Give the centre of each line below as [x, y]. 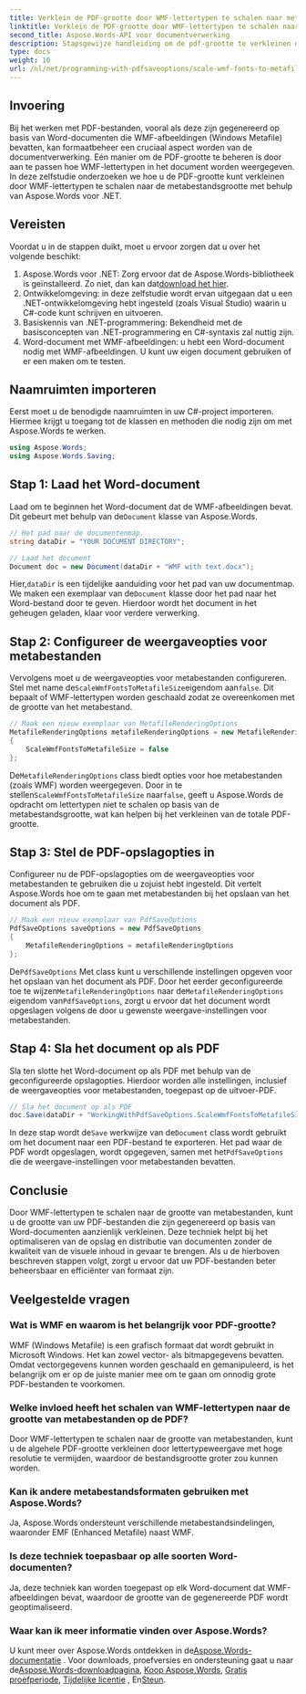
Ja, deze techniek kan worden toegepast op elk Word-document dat [138, 1587]
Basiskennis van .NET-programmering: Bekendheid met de [133, 322]
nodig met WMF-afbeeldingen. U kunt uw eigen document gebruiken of [157, 351]
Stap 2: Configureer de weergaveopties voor [138, 641]
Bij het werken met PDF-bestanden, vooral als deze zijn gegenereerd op [145, 128]
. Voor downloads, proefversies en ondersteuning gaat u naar [178, 1660]
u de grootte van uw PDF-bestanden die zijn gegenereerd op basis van [143, 1222]
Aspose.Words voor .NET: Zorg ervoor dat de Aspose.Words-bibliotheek [158, 274]
